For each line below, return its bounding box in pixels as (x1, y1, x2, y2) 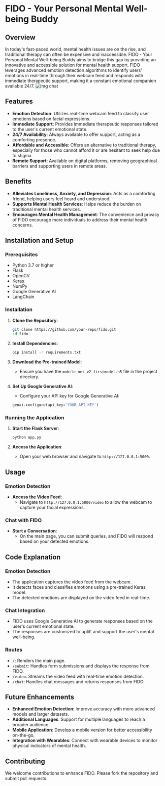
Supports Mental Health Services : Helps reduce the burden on (12, 201, 141, 207)
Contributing (5, 757, 45, 765)
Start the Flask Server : (12, 426, 60, 432)
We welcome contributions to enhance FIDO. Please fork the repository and (5, 770, 159, 776)
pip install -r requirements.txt (12, 350, 81, 355)
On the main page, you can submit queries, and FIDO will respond (19, 533, 154, 539)
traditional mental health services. (12, 206, 81, 212)
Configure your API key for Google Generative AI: (19, 393, 120, 399)
